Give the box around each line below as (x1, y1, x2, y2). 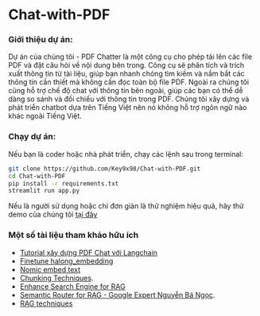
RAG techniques (19, 298, 73, 308)
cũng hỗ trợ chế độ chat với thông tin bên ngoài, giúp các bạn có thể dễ (8, 86, 244, 96)
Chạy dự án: (8, 131, 56, 142)
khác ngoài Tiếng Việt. (8, 111, 82, 121)
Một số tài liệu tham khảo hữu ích (8, 229, 139, 240)
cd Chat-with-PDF (8, 172, 66, 180)
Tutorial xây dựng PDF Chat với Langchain (19, 248, 157, 257)
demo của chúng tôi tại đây (8, 209, 98, 220)
